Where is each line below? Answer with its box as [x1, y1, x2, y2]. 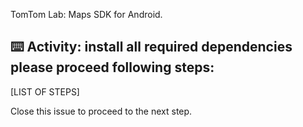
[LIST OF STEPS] [10, 85, 80, 98]
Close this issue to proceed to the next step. [10, 105, 193, 117]
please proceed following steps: [10, 59, 215, 76]
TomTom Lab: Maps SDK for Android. [10, 9, 163, 20]
